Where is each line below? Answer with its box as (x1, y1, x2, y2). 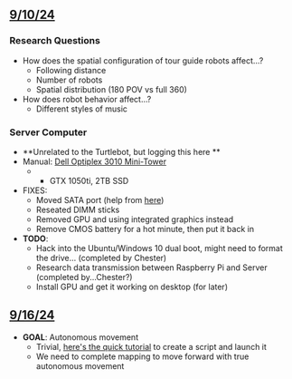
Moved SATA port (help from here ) (35, 194, 165, 205)
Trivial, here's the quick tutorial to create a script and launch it (35, 341, 267, 352)
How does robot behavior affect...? (22, 93, 152, 104)
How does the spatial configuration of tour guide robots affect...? (22, 54, 264, 66)
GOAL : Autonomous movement (22, 331, 138, 343)
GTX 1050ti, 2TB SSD (49, 175, 129, 186)
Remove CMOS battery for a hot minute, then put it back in (35, 223, 255, 234)
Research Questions (9, 34, 101, 47)
